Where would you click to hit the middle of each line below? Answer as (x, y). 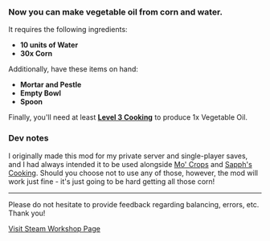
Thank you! (27, 213)
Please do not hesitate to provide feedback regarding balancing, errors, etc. (134, 204)
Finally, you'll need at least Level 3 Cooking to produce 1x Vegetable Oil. (128, 117)
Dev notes (29, 138)
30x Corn (36, 54)
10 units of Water (49, 45)
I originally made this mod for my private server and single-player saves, (128, 156)
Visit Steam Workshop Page (54, 228)
